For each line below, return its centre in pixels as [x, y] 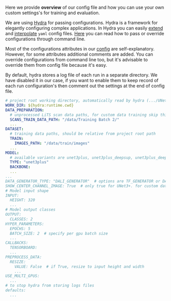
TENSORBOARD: [24, 248]
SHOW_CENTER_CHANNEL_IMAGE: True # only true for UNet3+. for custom [82, 186]
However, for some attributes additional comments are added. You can [79, 54]
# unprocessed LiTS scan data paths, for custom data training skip [84, 115]
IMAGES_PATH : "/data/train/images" [52, 143]
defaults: [16, 290]
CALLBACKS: [17, 243]
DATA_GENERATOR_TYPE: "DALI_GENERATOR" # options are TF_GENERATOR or [83, 181]
